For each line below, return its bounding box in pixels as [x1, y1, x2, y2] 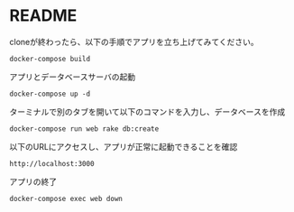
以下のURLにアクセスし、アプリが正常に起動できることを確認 [9, 141, 238, 152]
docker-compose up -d [9, 89, 91, 98]
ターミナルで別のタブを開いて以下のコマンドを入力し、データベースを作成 [9, 106, 286, 117]
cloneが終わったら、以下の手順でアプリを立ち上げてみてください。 [9, 36, 259, 47]
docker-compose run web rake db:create [9, 124, 160, 134]
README [9, 5, 78, 26]
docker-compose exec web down [9, 194, 124, 203]
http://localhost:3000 [9, 159, 95, 168]
